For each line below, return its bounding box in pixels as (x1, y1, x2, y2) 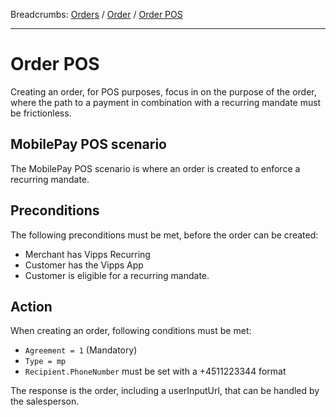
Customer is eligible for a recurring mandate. (24, 269, 210, 281)
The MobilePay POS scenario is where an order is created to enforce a (10, 162, 301, 174)
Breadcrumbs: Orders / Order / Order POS (10, 9, 183, 20)
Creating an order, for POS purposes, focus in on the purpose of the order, (10, 85, 317, 98)
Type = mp (24, 357, 67, 367)
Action (10, 298, 53, 315)
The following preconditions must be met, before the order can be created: (10, 229, 319, 241)
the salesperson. (10, 395, 80, 408)
